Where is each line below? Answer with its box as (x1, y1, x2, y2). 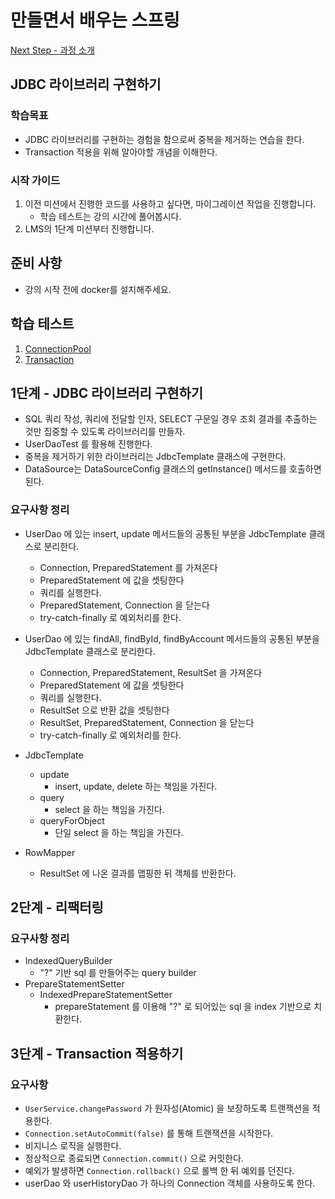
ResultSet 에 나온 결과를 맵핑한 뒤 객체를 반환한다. (39, 867, 237, 879)
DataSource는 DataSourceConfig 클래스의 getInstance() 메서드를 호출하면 (24, 463, 322, 475)
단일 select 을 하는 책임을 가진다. (54, 826, 184, 838)
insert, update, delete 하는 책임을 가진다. (54, 780, 218, 792)
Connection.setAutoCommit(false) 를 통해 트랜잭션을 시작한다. (24, 1127, 274, 1140)
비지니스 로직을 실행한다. (24, 1140, 122, 1152)
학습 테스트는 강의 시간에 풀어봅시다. (39, 210, 182, 222)
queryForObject (39, 814, 105, 826)
